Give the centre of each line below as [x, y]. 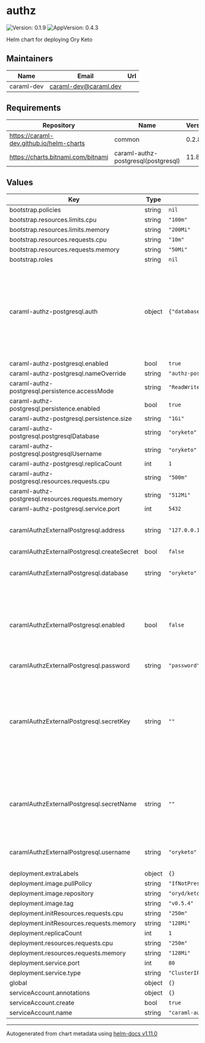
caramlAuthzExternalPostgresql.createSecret [74, 552]
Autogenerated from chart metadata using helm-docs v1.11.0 [82, 1034]
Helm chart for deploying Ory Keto [49, 39]
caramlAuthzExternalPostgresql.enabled [67, 625]
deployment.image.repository [52, 894]
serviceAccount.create [42, 1003]
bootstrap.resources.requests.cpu [58, 240]
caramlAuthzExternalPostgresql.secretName [73, 804]
